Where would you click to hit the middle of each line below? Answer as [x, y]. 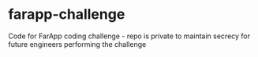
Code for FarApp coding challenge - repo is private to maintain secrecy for [129, 36]
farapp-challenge [67, 14]
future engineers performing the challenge [77, 44]
